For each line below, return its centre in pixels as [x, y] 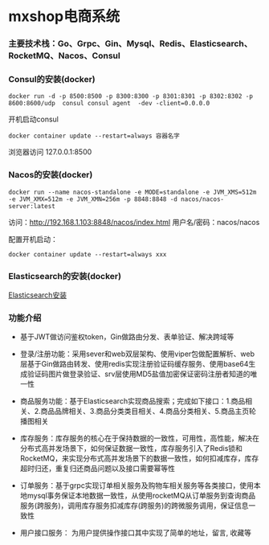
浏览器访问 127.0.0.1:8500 [50, 152]
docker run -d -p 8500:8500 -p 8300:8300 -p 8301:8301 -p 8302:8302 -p [130, 96]
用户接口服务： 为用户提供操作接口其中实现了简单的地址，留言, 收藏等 [135, 533]
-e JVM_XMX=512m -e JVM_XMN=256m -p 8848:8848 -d [93, 199]
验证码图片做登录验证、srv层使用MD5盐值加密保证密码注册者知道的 [139, 374]
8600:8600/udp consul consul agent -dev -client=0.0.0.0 [109, 104]
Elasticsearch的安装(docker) [65, 276]
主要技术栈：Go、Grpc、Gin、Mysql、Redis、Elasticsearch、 [130, 43]
